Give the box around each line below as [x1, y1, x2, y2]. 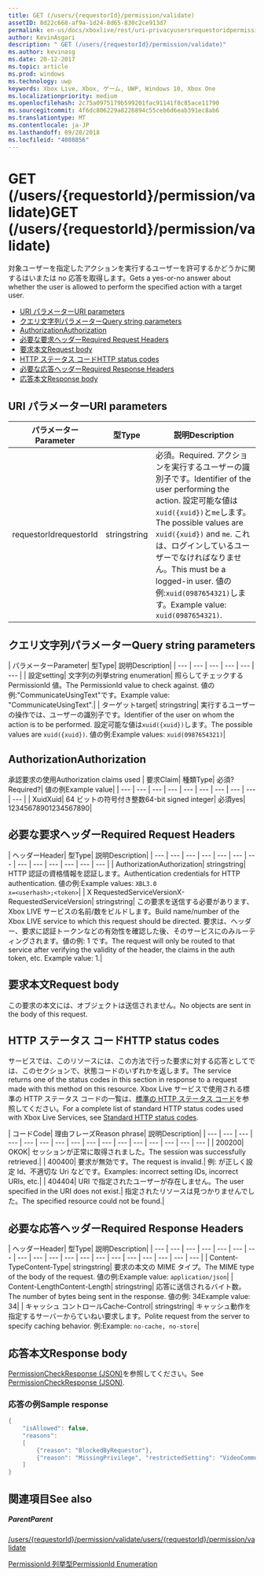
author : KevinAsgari [8, 33, 76, 42]
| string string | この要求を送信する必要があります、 [91, 896, 254, 906]
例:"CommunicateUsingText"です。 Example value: [8, 690, 170, 700]
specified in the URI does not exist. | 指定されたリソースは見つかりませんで [8, 1187, 248, 1196]
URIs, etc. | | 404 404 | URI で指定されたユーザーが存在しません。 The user [8, 1177, 244, 1187]
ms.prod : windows [8, 70, 65, 78]
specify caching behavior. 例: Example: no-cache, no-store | [8, 1321, 200, 1331]
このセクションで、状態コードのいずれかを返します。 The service [21, 1066, 232, 1076]
